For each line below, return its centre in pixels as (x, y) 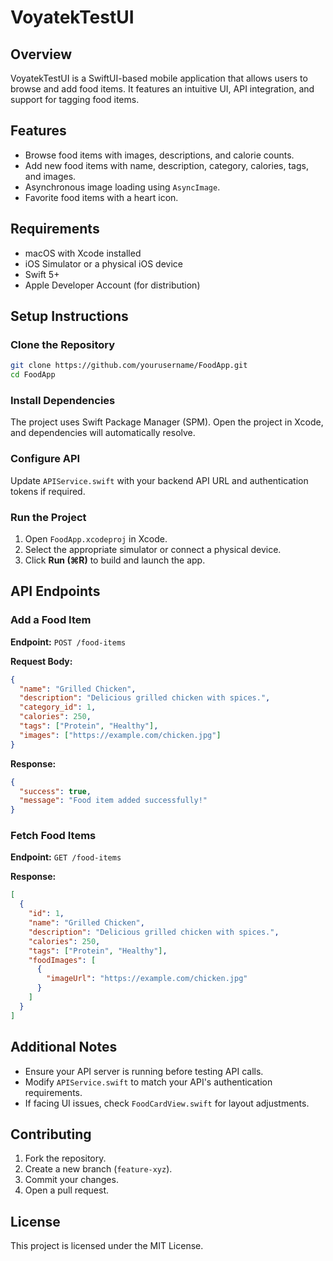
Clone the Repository (63, 344)
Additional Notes (64, 1047)
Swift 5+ (42, 274)
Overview (41, 54)
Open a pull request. (67, 1190)
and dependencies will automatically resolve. (103, 433)
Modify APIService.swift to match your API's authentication (148, 1082)
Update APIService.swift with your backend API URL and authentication (159, 480)
